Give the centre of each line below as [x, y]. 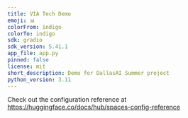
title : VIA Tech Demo [39, 14]
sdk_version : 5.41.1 [38, 47]
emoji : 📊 [21, 20]
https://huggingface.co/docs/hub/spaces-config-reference [94, 107]
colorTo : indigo [31, 34]
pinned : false [28, 60]
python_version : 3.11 [39, 79]
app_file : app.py [33, 54]
